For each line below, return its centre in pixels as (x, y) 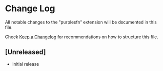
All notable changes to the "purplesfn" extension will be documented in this (81, 22)
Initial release (25, 64)
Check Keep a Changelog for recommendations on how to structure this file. (82, 37)
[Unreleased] (26, 52)
